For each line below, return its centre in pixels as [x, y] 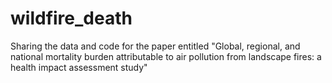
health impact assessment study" [79, 67]
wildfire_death [71, 18]
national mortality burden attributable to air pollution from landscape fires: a [166, 56]
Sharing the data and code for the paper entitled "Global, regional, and [155, 46]
